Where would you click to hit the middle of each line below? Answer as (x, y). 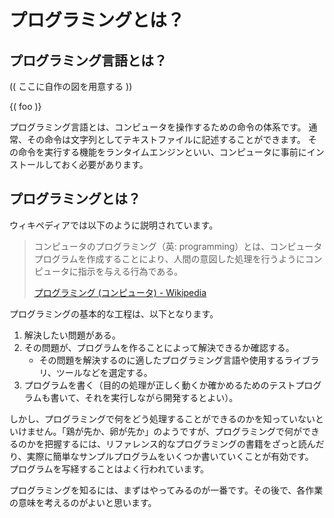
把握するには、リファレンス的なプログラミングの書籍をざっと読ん (179, 443)
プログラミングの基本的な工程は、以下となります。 (114, 313)
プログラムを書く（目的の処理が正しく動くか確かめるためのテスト (159, 385)
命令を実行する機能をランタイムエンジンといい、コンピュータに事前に (162, 152)
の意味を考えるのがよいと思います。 (83, 502)
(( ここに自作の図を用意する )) (71, 86)
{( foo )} (25, 106)
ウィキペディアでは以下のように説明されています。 (114, 225)
